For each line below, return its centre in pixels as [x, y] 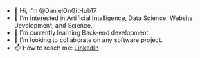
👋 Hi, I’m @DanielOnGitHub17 [55, 11]
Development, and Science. [53, 25]
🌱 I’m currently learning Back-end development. [82, 32]
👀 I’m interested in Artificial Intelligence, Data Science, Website [103, 18]
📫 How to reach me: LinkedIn [56, 48]
